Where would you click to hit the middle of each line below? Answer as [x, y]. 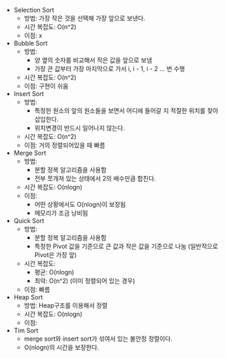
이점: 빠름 [37, 289]
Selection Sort [34, 10]
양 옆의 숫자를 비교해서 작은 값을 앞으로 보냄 [93, 60]
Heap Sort [28, 297]
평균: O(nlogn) [54, 272]
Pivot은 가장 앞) [56, 255]
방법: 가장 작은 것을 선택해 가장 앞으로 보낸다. [85, 18]
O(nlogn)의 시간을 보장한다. [61, 347]
